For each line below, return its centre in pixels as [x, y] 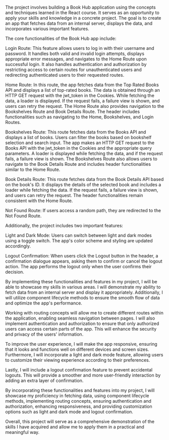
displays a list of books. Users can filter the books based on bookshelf [78, 137]
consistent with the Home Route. [39, 201]
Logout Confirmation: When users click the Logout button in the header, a [82, 256]
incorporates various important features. [47, 29]
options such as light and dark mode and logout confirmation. [69, 412]
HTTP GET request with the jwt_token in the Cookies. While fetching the [80, 96]
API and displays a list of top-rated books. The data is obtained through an [82, 90]
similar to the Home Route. [33, 169]
